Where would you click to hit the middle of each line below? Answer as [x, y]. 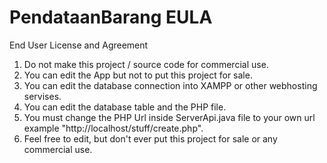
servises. [42, 96]
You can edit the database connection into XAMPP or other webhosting [170, 85]
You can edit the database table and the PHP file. [125, 107]
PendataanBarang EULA [111, 17]
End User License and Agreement [79, 45]
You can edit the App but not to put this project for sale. [138, 75]
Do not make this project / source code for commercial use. [146, 64]
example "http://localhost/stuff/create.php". [113, 128]
